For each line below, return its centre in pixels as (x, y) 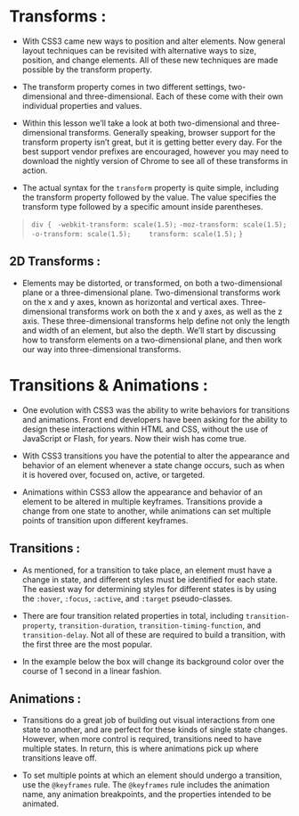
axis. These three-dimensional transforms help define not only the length (156, 321)
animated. (40, 804)
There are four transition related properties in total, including (133, 615)
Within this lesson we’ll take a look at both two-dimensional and (138, 123)
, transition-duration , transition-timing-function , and (158, 625)
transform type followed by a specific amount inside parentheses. (143, 206)
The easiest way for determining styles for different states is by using (149, 589)
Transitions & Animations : (109, 385)
